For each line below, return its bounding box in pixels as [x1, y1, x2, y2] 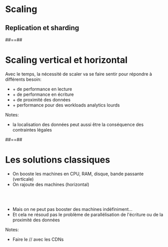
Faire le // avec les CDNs [12, 236, 64, 242]
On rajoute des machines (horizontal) [12, 181, 89, 187]
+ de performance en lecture [12, 86, 73, 92]
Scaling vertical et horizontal [5, 54, 128, 66]
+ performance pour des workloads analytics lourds [12, 102, 120, 108]
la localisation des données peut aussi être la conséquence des [12, 121, 144, 128]
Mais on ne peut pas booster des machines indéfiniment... [12, 206, 133, 212]
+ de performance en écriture [12, 91, 74, 97]
